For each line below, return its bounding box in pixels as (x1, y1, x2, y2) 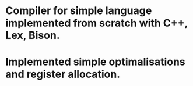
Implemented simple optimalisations (5, 55, 186, 69)
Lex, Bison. (5, 29, 61, 42)
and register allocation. (5, 68, 121, 81)
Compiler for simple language (5, 4, 152, 17)
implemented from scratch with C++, (5, 16, 188, 30)
